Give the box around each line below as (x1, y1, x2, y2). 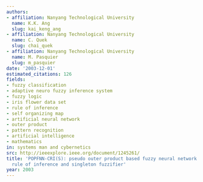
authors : (6, 8, 29, 15)
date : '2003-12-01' (6, 65, 56, 72)
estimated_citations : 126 (6, 71, 72, 77)
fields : (6, 76, 26, 83)
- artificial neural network (6, 116, 80, 122)
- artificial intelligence (6, 133, 75, 140)
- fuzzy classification (6, 83, 67, 89)
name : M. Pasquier (12, 54, 59, 60)
